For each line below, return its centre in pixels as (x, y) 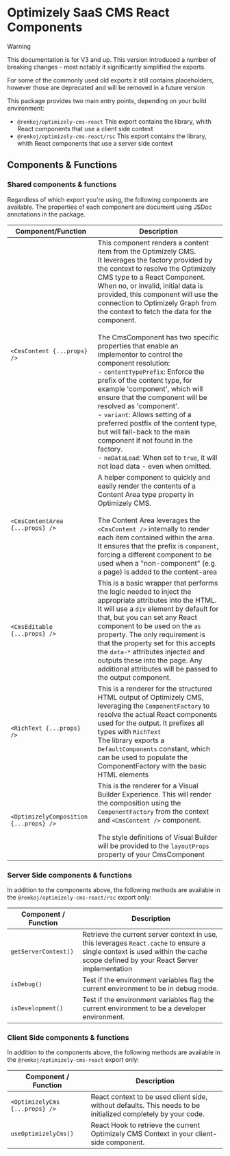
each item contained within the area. (156, 537)
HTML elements (123, 775)
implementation (107, 968)
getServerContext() (42, 951)
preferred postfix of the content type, (157, 423)
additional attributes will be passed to (157, 669)
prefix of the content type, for (145, 380)
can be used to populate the (143, 757)
